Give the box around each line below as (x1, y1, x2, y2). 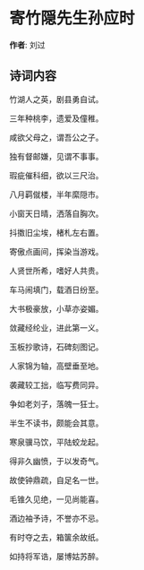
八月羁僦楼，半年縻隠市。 (9, 189, 104, 200)
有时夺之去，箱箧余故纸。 (9, 531, 104, 542)
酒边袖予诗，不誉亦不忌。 (9, 513, 104, 523)
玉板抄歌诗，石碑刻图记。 (9, 341, 104, 352)
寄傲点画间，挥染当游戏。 (9, 246, 104, 256)
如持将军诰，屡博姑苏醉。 (9, 550, 104, 561)
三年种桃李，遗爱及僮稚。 (9, 113, 104, 124)
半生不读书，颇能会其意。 (9, 418, 104, 428)
